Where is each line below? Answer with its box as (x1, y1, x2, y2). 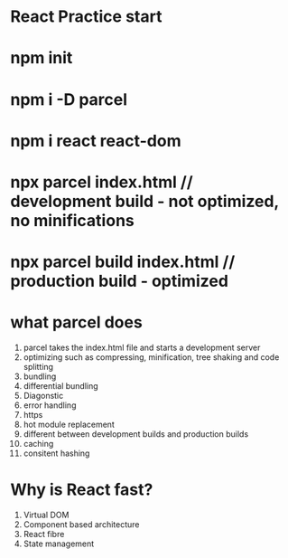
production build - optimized (10, 271, 229, 291)
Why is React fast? (10, 479, 153, 500)
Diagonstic (23, 391, 64, 402)
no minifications (10, 210, 135, 231)
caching (23, 439, 54, 449)
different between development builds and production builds (23, 429, 249, 440)
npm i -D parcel (10, 89, 128, 109)
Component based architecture (23, 519, 140, 530)
